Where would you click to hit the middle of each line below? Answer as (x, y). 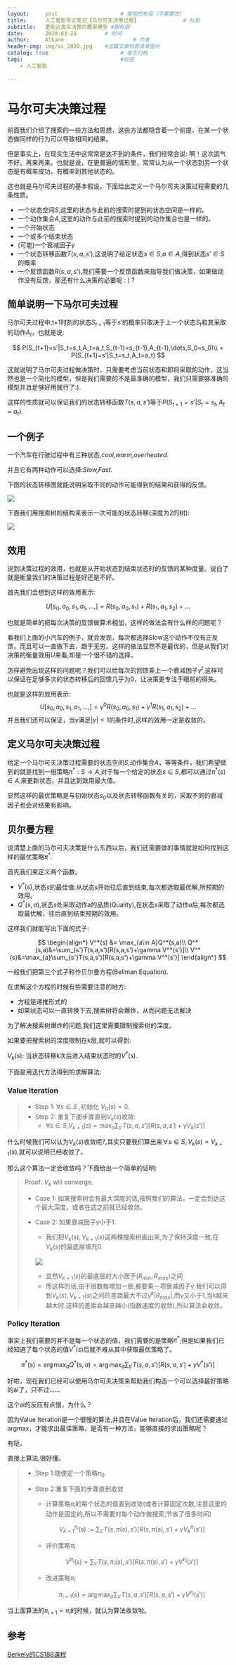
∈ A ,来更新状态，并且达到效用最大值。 (63, 780)
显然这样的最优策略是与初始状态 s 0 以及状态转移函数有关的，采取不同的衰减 (115, 796)
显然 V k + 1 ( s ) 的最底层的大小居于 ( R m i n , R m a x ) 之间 (114, 1277)
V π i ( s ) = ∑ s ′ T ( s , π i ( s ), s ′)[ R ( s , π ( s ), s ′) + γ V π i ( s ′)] (132, 1562)
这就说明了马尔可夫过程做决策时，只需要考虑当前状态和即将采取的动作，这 (115, 369)
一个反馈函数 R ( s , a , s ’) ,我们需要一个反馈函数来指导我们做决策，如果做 (117, 271)
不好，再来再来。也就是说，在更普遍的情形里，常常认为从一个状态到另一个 (115, 162)
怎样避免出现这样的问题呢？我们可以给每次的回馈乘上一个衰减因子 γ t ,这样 (112, 669)
